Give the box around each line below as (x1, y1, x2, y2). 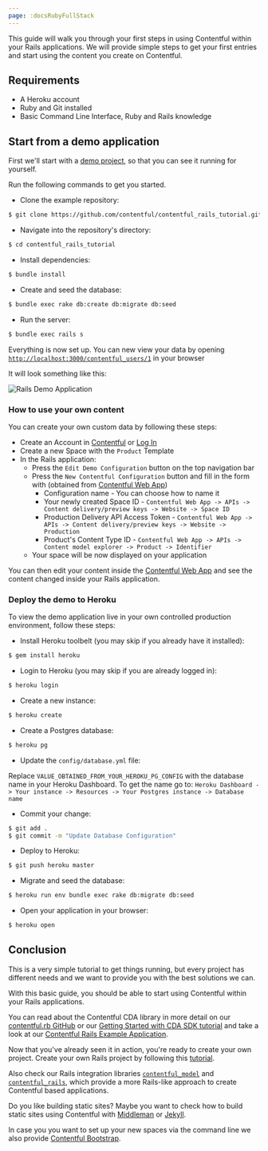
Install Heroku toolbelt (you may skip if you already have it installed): (19, 636, 245, 646)
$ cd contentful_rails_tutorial (8, 241, 116, 249)
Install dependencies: (19, 255, 91, 264)
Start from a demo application (8, 135, 160, 148)
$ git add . (8, 824, 48, 832)
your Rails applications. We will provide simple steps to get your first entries (8, 41, 258, 52)
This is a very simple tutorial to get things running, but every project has (8, 964, 245, 974)
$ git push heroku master (8, 861, 94, 869)
